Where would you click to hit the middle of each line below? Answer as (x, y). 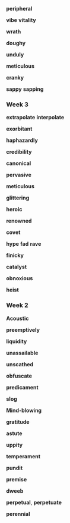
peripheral (19, 9)
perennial (18, 514)
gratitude (18, 421)
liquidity (17, 341)
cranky (15, 77)
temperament (23, 456)
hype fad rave (24, 244)
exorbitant (19, 129)
